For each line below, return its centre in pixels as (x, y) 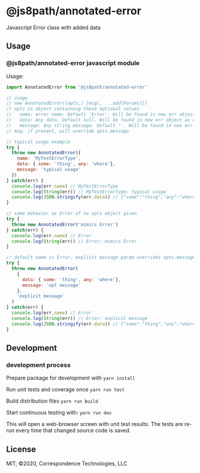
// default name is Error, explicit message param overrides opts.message (101, 257)
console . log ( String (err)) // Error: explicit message (79, 318)
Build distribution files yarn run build (52, 401)
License (21, 449)
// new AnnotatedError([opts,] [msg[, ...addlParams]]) (77, 103)
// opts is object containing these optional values (73, 109)
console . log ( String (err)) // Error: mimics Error (74, 241)
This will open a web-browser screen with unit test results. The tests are (95, 424)
